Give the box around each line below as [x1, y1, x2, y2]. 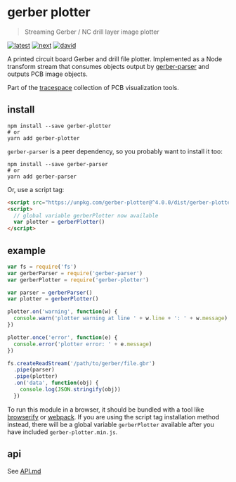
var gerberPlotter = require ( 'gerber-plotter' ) [7, 276, 150, 284]
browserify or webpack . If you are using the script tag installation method [7, 412, 220, 421]
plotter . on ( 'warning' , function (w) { [7, 308, 118, 315]
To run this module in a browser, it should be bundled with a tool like [7, 405, 205, 414]
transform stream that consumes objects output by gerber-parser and [7, 62, 209, 70]
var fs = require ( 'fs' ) [7, 263, 77, 270]
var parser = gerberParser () [7, 289, 93, 296]
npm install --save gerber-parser [7, 160, 109, 167]
